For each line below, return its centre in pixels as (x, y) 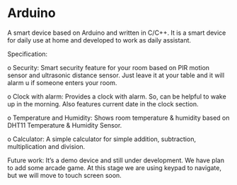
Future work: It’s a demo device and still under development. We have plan (116, 160)
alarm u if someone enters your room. (62, 82)
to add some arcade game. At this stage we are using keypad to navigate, (114, 167)
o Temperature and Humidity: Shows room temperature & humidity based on (118, 118)
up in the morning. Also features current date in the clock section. (103, 103)
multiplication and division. (46, 146)
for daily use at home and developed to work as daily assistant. (99, 40)
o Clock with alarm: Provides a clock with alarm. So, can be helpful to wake (117, 96)
